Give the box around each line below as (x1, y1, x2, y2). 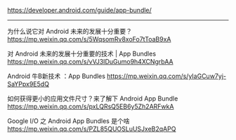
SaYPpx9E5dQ (7, 80, 49, 88)
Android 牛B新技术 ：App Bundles (7, 72, 105, 80)
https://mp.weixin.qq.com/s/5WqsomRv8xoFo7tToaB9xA (7, 35, 171, 43)
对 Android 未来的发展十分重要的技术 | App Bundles (7, 49, 157, 58)
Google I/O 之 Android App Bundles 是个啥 (7, 117, 130, 125)
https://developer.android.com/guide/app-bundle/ (7, 6, 152, 14)
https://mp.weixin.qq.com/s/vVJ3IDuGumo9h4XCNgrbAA (7, 58, 173, 65)
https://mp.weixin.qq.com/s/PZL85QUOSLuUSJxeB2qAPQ (7, 125, 176, 133)
